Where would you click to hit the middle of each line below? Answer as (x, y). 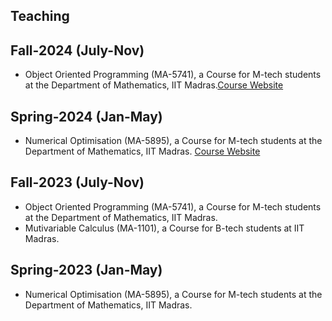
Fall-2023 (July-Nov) (77, 182)
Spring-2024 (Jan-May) (86, 116)
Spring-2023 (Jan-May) (86, 270)
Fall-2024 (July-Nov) (77, 50)
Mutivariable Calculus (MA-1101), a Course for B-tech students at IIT (164, 228)
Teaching (40, 16)
